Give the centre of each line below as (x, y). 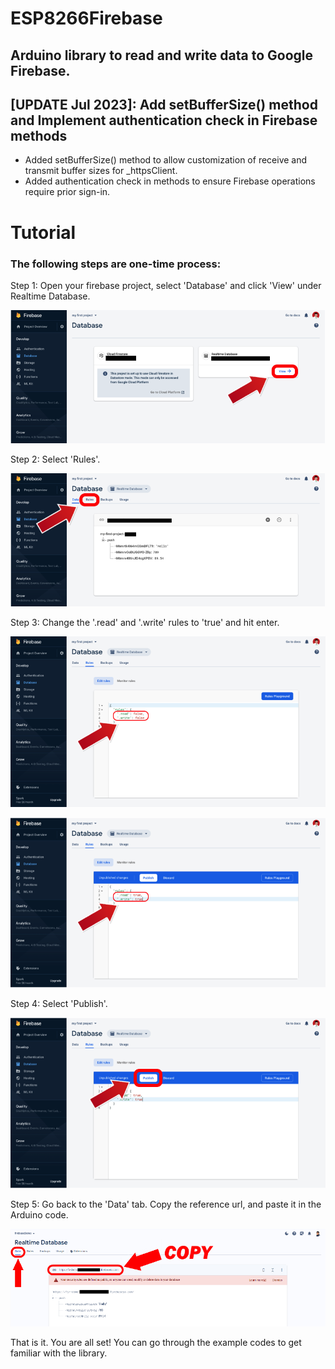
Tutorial (43, 232)
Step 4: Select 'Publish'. (59, 1004)
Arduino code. (39, 1215)
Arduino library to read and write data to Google (162, 55)
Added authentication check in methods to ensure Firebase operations (170, 181)
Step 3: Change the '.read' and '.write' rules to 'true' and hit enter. (145, 622)
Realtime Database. (50, 296)
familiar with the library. (59, 1353)
